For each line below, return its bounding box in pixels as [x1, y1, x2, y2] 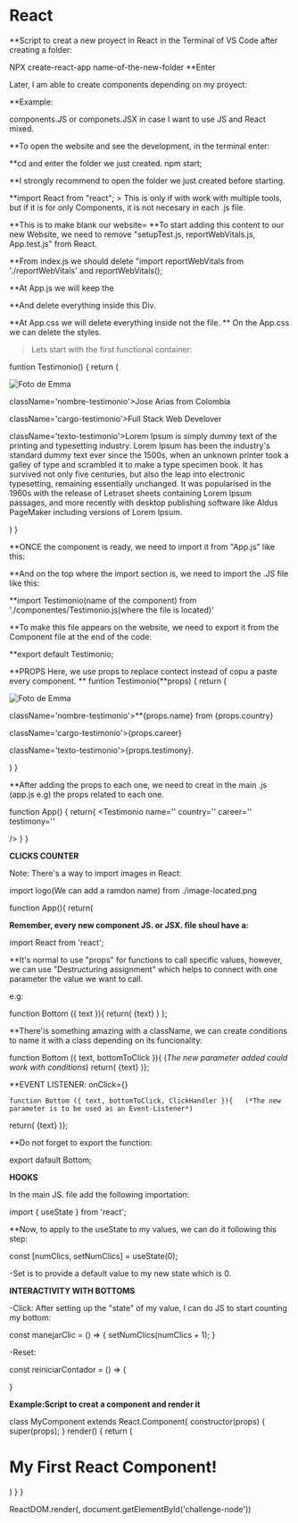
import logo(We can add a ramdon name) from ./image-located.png [9, 884, 257, 895]
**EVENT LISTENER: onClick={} [9, 1079, 128, 1089]
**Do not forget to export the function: [9, 1137, 153, 1147]
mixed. [9, 123, 34, 134]
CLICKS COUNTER [9, 850, 79, 861]
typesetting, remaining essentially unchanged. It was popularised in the [9, 478, 272, 488]
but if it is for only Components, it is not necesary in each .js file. [9, 202, 246, 213]
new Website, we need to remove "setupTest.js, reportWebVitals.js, [9, 229, 256, 240]
